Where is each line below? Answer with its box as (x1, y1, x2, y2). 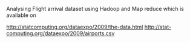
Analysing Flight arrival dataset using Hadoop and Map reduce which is (6, 5, 185, 12)
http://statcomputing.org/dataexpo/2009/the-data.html (6, 24, 143, 30)
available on (6, 12, 36, 19)
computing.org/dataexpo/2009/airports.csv (6, 30, 115, 37)
